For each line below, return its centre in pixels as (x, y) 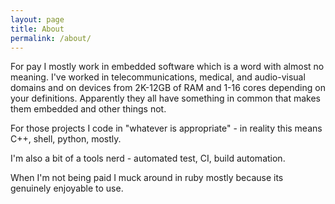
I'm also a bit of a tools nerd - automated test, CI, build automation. (148, 158)
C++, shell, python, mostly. (66, 139)
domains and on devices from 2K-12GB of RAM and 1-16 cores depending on (168, 88)
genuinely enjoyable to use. (67, 188)
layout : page (37, 19)
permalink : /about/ (51, 38)
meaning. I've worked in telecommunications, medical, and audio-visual (158, 77)
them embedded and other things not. (88, 109)
